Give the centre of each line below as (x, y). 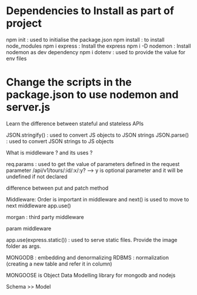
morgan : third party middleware (45, 217)
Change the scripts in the (69, 82)
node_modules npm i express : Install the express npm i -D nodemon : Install (98, 46)
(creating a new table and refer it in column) (59, 264)
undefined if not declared (37, 176)
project (24, 23)
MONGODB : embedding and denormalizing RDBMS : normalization (88, 257)
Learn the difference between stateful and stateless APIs (75, 123)
